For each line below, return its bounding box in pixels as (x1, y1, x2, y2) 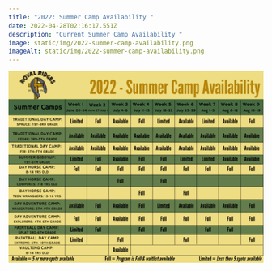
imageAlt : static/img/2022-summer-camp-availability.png (8, 47, 205, 56)
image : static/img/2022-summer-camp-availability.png (8, 39, 194, 47)
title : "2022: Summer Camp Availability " (8, 13, 154, 21)
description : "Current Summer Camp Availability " (8, 30, 183, 38)
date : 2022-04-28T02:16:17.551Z (8, 21, 117, 30)
